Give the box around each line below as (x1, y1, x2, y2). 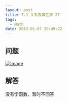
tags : (5, 17, 17, 22)
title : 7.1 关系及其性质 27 (5, 12, 60, 17)
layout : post (5, 7, 33, 13)
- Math (10, 21, 24, 27)
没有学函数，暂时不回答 (5, 91, 54, 97)
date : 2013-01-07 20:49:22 (5, 27, 62, 32)
